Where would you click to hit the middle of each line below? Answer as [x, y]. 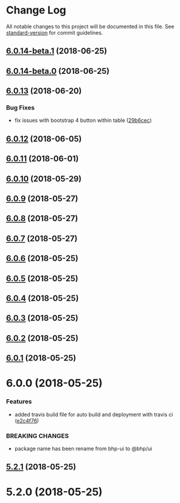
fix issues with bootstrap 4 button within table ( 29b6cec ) [83, 120]
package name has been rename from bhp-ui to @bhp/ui [83, 448]
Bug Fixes [21, 108]
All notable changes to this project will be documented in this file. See [90, 26]
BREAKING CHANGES [38, 436]
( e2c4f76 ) [27, 420]
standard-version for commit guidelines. [55, 32]
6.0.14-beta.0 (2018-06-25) [58, 71]
